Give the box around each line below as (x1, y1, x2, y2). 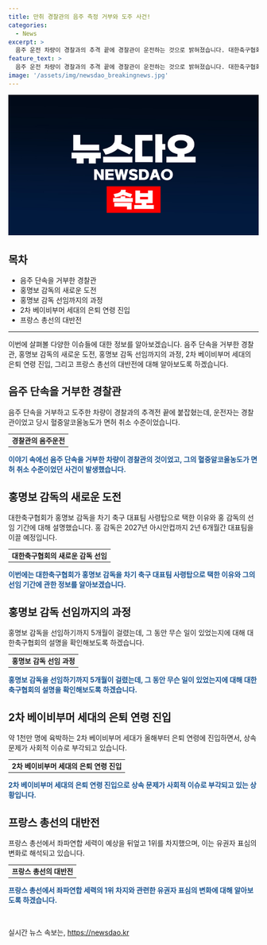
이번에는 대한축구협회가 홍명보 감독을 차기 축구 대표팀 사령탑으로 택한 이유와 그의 (8, 570, 256, 580)
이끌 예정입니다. (8, 532, 58, 542)
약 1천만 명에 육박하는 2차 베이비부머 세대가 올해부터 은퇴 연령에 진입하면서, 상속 (8, 733, 257, 742)
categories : (8, 21, 48, 29)
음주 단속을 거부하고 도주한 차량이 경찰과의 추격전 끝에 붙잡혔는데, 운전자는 (8, 407, 240, 417)
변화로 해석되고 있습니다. (8, 848, 85, 858)
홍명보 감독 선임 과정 (11, 656, 75, 665)
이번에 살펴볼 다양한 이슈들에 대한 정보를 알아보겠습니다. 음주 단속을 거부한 (8, 340, 240, 349)
